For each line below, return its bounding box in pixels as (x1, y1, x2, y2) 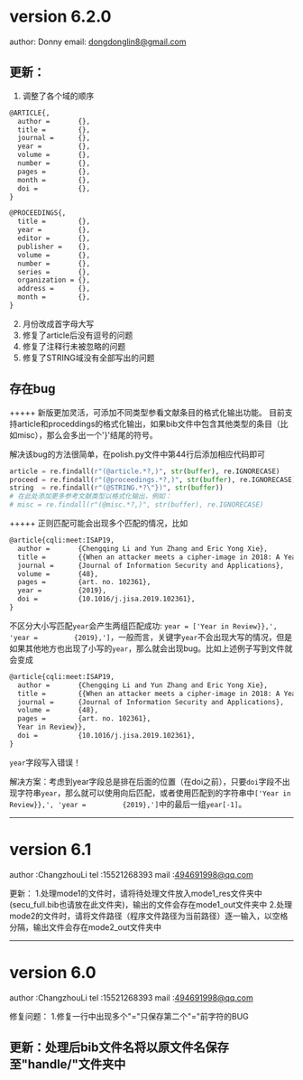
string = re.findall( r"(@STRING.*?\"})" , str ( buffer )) (9, 483, 224, 493)
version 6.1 (9, 840, 92, 860)
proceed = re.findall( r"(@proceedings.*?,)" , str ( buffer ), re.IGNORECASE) (9, 475, 297, 484)
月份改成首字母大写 (22, 318, 95, 329)
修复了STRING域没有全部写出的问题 (22, 352, 155, 363)
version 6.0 (9, 962, 96, 982)
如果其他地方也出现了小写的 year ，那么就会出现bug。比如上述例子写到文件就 (9, 643, 293, 654)
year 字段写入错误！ (9, 757, 81, 768)
